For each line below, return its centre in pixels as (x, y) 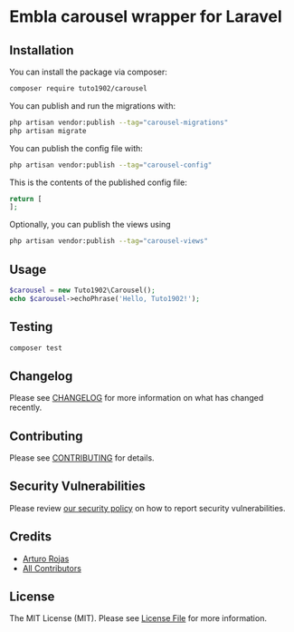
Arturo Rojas (46, 559)
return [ (26, 199)
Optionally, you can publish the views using (90, 225)
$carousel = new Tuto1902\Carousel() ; (82, 290)
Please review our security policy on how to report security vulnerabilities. (147, 508)
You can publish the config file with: (76, 148)
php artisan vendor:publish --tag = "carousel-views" (109, 241)
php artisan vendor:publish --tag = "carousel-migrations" (119, 122)
